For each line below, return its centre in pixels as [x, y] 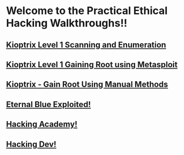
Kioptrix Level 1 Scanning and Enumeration [86, 45]
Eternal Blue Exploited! [48, 104]
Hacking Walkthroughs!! [67, 23]
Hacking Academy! [42, 124]
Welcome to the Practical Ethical [87, 11]
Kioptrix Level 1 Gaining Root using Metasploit [92, 65]
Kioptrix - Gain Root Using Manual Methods [87, 85]
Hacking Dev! [31, 144]
